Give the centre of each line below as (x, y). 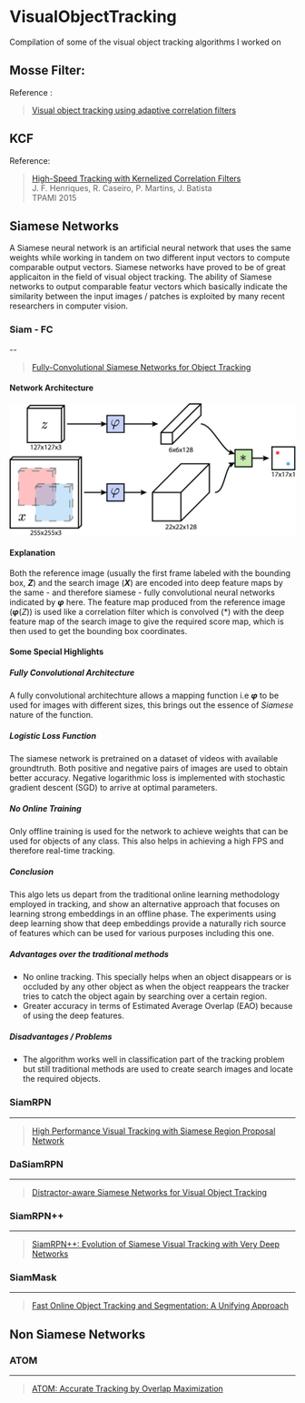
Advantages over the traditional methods (89, 954)
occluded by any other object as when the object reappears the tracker (156, 987)
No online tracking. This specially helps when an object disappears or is (157, 977)
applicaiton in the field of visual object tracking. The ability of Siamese (141, 277)
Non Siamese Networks (78, 1334)
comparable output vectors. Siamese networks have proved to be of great (148, 267)
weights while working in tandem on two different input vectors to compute (150, 257)
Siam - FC (31, 329)
